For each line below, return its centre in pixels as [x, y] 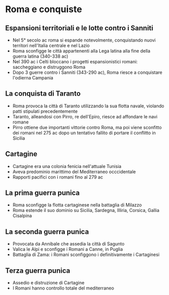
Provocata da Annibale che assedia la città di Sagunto [68, 244]
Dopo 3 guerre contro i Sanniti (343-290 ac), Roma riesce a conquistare [87, 72]
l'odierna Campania [33, 78]
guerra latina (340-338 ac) [40, 56]
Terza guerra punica [38, 270]
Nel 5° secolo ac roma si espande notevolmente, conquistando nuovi [84, 40]
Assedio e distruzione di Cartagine [48, 283]
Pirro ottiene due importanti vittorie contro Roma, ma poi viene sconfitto [87, 127]
